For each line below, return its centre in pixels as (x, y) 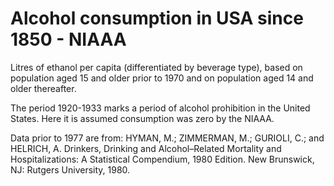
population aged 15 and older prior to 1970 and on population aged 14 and (162, 78)
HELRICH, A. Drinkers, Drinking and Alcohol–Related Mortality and (146, 148)
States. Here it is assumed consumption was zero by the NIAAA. (142, 118)
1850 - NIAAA (68, 39)
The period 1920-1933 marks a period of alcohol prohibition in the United (160, 108)
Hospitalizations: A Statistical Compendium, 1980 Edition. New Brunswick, (162, 159)
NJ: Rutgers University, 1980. (70, 169)
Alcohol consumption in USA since (157, 18)
